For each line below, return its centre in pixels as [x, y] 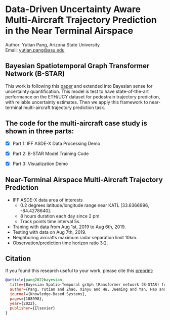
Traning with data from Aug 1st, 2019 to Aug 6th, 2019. [69, 227]
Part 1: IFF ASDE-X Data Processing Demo [56, 143]
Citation [18, 258]
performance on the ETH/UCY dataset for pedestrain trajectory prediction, [83, 96]
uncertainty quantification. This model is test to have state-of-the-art [77, 91]
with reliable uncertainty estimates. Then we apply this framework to [77, 102]
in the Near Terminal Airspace [69, 31]
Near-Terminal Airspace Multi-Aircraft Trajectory [84, 180]
